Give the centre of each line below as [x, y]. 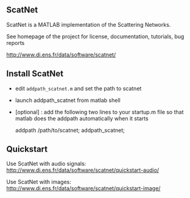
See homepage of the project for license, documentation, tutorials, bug [95, 36]
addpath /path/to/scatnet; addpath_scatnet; [70, 130]
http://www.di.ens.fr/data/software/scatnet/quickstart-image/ [83, 188]
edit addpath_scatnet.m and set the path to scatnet [78, 88]
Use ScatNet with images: [39, 182]
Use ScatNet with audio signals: [46, 164]
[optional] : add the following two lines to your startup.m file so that [99, 112]
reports [16, 43]
